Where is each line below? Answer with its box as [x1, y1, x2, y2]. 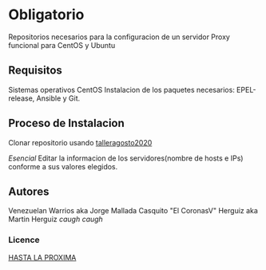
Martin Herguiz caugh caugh [8, 214, 104, 224]
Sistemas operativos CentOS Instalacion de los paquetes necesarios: [8, 85, 236, 94]
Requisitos [8, 64, 62, 77]
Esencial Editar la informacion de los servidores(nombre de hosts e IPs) [8, 153, 244, 163]
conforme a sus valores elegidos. [8, 161, 118, 171]
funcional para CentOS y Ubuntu [8, 40, 116, 50]
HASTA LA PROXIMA [8, 252, 77, 262]
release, [8, 93, 35, 103]
